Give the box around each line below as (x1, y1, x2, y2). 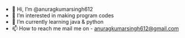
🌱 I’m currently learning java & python (11, 18, 104, 25)
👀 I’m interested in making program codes (11, 12, 114, 19)
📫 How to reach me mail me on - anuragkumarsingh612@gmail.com (11, 25, 179, 32)
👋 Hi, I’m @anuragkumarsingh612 (11, 6, 93, 12)
